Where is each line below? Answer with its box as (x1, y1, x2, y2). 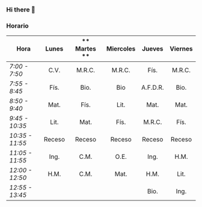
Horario (6, 21, 29, 29)
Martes (75, 45, 96, 53)
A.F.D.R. (141, 84, 164, 92)
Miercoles (106, 45, 136, 53)
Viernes (170, 45, 193, 53)
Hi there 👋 (6, 5, 36, 14)
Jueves (142, 45, 164, 53)
